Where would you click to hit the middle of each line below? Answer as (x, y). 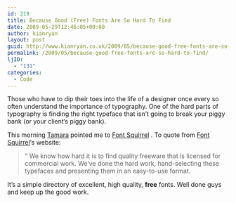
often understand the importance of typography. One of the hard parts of (113, 107)
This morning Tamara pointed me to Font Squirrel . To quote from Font (109, 135)
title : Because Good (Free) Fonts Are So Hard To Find (89, 20)
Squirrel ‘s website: (34, 143)
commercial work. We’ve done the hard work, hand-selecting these (122, 164)
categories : (25, 72)
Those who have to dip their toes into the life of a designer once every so (113, 99)
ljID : (15, 60)
